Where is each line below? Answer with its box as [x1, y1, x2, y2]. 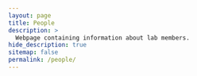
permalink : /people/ [8, 56, 77, 64]
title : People [8, 19, 56, 27]
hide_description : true [8, 41, 87, 49]
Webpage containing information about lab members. [15, 33, 191, 42]
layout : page [8, 11, 52, 20]
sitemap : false [8, 48, 59, 56]
